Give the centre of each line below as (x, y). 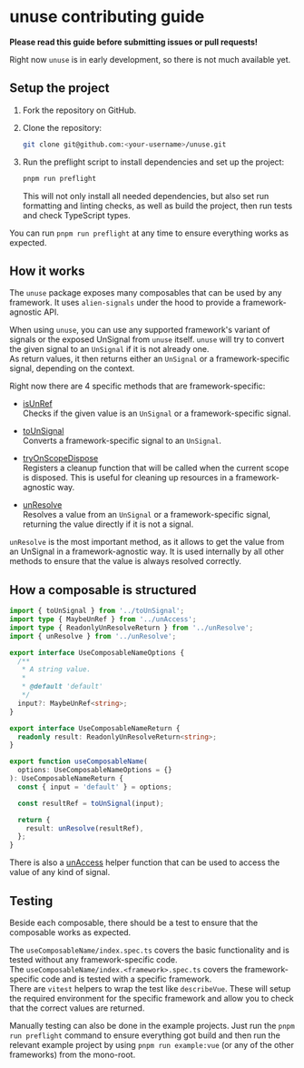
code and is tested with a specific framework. (127, 979)
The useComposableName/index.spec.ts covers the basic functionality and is (150, 950)
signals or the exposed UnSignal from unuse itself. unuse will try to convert (147, 339)
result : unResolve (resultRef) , (85, 828)
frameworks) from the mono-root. (73, 1054)
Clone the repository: (62, 127)
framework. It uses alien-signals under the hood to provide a (125, 303)
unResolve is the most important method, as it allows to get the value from (147, 542)
